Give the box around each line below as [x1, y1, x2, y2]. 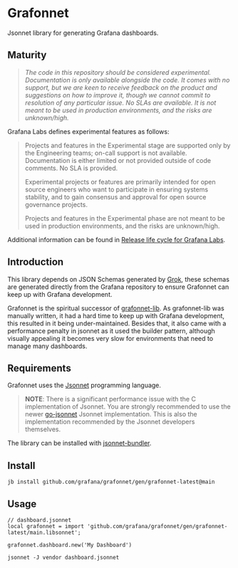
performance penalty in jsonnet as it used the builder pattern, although [7, 326, 215, 335]
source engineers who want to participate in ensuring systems [24, 185, 209, 194]
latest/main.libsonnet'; [7, 529, 81, 536]
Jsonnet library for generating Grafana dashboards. [7, 28, 159, 37]
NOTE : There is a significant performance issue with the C [24, 395, 196, 404]
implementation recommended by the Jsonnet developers [24, 418, 195, 426]
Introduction [7, 256, 64, 268]
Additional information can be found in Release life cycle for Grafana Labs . [7, 235, 226, 243]
